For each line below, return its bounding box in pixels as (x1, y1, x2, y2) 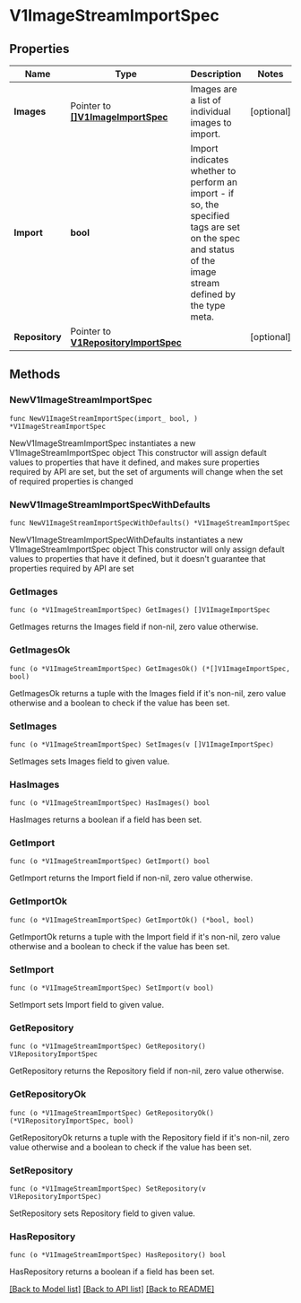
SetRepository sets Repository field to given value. (9, 1208, 195, 1219)
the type (190, 300, 226, 311)
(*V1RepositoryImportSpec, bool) (9, 1116, 134, 1125)
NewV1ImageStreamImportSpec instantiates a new (9, 437, 196, 449)
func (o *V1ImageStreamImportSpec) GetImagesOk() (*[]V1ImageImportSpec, (9, 664, 291, 673)
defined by (190, 288, 236, 301)
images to (190, 117, 232, 128)
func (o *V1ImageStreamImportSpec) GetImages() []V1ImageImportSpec (9, 606, 271, 615)
